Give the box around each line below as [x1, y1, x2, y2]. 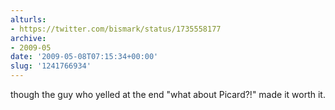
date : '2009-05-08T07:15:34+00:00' [10, 52, 159, 62]
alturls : [10, 14, 47, 25]
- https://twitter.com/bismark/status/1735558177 [10, 24, 222, 34]
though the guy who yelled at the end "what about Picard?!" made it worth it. [10, 89, 326, 100]
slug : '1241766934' [10, 61, 92, 71]
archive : [10, 33, 47, 43]
